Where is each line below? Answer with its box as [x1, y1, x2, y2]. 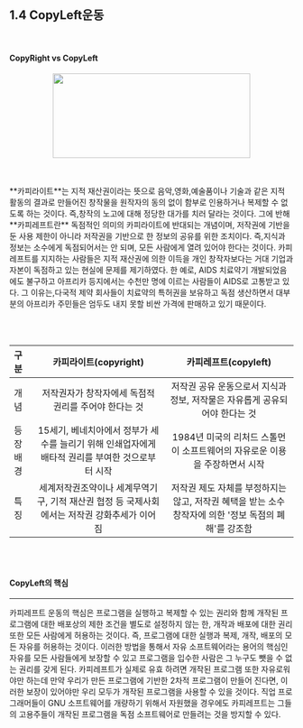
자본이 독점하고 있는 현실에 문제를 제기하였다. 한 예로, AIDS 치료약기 [9, 264, 249, 276]
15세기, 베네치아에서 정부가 [37, 424, 149, 437]
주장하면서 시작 [204, 458, 265, 471]
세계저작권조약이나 [39, 482, 115, 494]
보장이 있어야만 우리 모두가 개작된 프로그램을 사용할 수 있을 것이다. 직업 [25, 687, 277, 697]
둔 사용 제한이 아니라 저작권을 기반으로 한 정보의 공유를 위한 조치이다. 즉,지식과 [9, 231, 286, 242]
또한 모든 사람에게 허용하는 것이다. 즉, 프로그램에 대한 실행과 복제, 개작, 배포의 [9, 630, 283, 641]
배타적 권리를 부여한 [40, 451, 121, 464]
